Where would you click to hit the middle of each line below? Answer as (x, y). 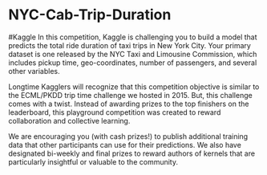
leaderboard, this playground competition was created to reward (115, 112)
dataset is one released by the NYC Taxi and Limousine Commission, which (133, 54)
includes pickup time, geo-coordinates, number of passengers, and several (133, 63)
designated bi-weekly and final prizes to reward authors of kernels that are (131, 153)
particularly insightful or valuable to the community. (93, 161)
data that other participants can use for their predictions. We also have (125, 144)
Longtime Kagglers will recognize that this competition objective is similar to (134, 87)
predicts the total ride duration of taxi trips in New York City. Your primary (129, 45)
